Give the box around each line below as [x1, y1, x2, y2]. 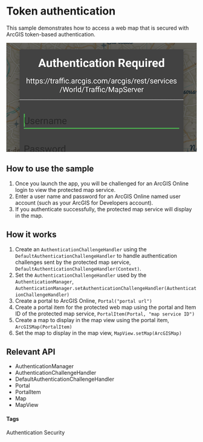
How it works [6, 229, 57, 240]
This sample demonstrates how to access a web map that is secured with [6, 24, 189, 31]
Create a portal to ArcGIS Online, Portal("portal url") [14, 297, 152, 304]
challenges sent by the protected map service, [14, 259, 131, 266]
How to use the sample [6, 163, 94, 174]
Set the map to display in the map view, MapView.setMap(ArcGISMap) [14, 329, 182, 337]
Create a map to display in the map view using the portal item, [14, 316, 169, 323]
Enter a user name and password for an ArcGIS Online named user [14, 193, 181, 200]
